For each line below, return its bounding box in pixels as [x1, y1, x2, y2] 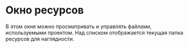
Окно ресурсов [5, 4, 84, 17]
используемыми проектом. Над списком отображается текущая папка [5, 29, 184, 36]
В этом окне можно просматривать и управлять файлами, [5, 23, 152, 30]
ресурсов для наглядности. [5, 35, 74, 42]
